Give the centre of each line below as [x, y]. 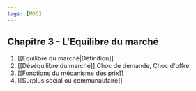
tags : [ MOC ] [24, 14]
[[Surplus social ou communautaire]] [70, 81]
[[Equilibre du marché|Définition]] [65, 58]
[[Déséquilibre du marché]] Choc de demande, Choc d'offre [103, 66]
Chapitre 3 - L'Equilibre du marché [83, 42]
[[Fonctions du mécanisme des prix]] [70, 73]
